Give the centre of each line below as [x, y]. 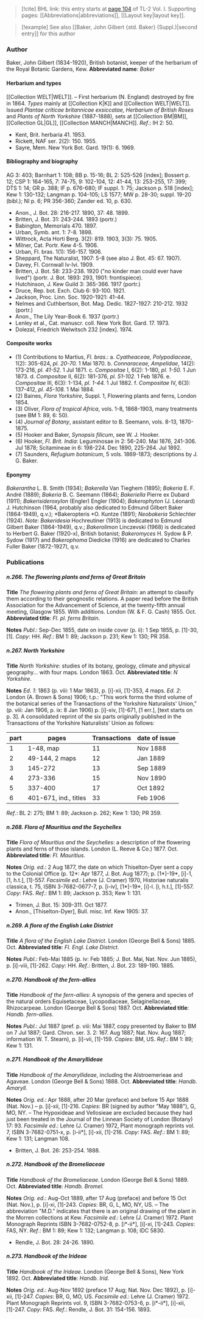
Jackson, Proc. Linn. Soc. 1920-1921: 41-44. [70, 297]
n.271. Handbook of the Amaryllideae [55, 1059]
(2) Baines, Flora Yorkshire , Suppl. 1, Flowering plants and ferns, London [106, 395]
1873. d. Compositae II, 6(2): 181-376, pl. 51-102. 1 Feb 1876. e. [93, 376]
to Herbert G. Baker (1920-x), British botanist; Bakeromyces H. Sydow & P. [100, 534]
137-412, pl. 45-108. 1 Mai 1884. [55, 389]
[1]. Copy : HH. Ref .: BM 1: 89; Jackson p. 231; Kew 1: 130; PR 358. [88, 636]
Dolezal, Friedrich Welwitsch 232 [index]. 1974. [74, 329]
